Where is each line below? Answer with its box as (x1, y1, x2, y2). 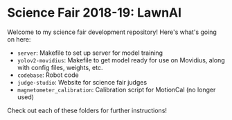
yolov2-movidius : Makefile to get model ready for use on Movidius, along (17, 55, 225, 64)
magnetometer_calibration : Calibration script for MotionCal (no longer (17, 85, 216, 94)
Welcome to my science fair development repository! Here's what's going (7, 28, 217, 36)
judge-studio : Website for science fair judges (17, 78, 148, 86)
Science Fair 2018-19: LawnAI (7, 5, 182, 21)
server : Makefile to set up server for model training (17, 49, 163, 57)
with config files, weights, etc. (17, 63, 103, 71)
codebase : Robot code (17, 71, 79, 79)
